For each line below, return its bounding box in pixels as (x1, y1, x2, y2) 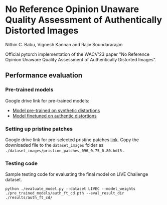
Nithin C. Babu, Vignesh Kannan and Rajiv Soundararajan (5, 41, 123, 47)
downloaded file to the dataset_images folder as (5, 142, 104, 148)
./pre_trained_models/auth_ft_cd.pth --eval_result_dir (5, 191, 124, 196)
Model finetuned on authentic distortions (12, 113, 97, 119)
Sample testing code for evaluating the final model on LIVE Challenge (5, 171, 148, 177)
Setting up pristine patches (5, 125, 73, 132)
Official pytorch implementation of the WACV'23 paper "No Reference (5, 51, 149, 57)
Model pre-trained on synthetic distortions (12, 107, 100, 114)
